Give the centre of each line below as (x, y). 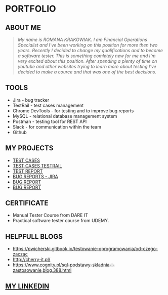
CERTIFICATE (27, 203)
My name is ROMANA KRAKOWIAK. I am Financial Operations (82, 39)
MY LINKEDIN (27, 286)
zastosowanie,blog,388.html (42, 270)
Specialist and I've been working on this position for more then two (88, 45)
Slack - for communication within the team (57, 127)
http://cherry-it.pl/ (31, 260)
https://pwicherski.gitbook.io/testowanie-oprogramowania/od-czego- (85, 249)
